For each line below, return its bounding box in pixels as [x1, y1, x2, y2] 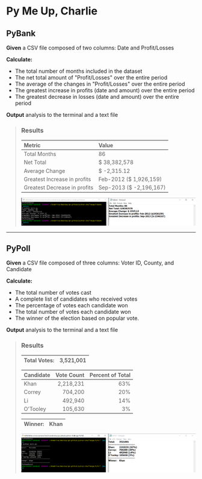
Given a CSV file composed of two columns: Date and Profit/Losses [6, 44, 174, 51]
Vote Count [55, 371, 85, 378]
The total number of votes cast [14, 289, 92, 296]
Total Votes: [23, 357, 55, 364]
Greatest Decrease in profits [23, 184, 94, 191]
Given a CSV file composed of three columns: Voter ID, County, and [6, 259, 174, 266]
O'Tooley [23, 405, 46, 412]
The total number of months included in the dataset [14, 67, 142, 75]
